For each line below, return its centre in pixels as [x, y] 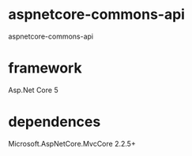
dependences [55, 122]
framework [45, 68]
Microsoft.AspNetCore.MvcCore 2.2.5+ [72, 143]
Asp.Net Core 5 [33, 90]
